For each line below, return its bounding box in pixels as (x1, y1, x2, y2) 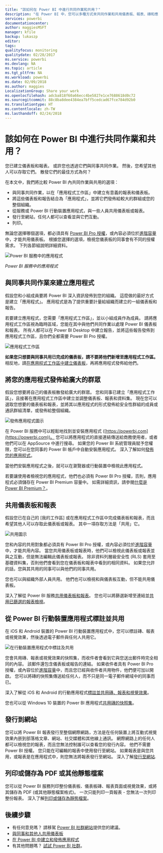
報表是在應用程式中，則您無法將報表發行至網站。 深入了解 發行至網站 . (17, 753, 156, 759)
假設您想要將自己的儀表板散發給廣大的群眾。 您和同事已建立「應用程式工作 (5, 390, 155, 395)
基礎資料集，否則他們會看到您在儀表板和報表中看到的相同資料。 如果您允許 (5, 560, 155, 566)
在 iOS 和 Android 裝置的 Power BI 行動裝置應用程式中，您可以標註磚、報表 (5, 628, 155, 634)
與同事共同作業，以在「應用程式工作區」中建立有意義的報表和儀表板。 (12, 189, 153, 195)
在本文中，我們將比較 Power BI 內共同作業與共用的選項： (5, 179, 119, 185)
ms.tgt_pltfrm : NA (5, 71, 42, 75)
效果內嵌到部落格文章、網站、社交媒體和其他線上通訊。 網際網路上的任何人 (5, 735, 155, 741)
